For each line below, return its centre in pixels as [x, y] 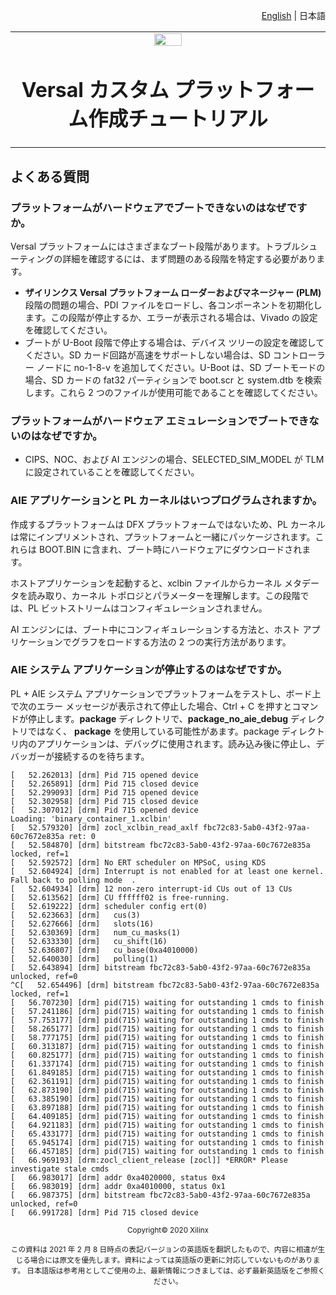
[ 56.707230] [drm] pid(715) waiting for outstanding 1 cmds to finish [167, 1002]
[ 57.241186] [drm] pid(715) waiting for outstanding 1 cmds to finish [167, 1011]
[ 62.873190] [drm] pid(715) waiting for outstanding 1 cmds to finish [167, 1090]
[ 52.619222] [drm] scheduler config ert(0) [109, 906]
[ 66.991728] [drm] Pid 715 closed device [104, 1212]
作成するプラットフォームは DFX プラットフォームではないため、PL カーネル [168, 524]
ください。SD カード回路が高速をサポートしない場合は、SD [147, 355]
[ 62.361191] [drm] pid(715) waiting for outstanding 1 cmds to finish [167, 1081]
